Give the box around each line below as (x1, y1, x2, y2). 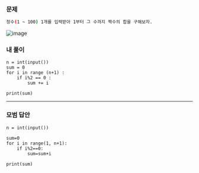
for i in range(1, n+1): (6, 140, 68, 146)
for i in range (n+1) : (6, 70, 65, 76)
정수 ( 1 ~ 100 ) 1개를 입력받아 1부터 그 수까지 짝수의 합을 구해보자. (6, 19, 153, 25)
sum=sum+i (27, 150, 52, 156)
